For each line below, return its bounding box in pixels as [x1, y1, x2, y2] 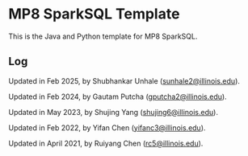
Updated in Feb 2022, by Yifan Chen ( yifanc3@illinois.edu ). [8, 122, 206, 133]
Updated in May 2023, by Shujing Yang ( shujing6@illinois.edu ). [8, 107, 218, 117]
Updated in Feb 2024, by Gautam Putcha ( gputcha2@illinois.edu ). [8, 92, 228, 101]
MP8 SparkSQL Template [8, 5, 180, 23]
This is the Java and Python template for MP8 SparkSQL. [8, 31, 198, 41]
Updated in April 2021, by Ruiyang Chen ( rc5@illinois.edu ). [8, 138, 204, 148]
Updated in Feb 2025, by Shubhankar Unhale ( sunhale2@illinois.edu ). [8, 76, 241, 85]
